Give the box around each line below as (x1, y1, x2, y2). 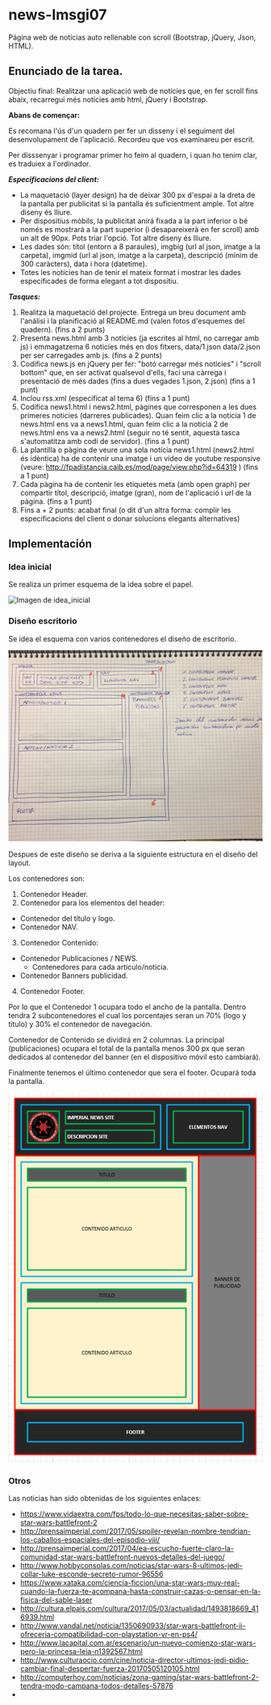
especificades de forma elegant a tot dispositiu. (19, 276, 179, 286)
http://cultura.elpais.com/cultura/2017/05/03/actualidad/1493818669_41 (19, 1604, 260, 1614)
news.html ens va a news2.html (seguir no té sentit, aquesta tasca (19, 427, 240, 438)
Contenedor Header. (19, 889, 89, 899)
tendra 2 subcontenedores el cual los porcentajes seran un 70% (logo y (8, 1010, 247, 1020)
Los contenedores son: (8, 874, 85, 883)
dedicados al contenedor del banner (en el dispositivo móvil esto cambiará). (8, 1051, 261, 1061)
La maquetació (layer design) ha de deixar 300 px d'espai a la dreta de (19, 190, 256, 200)
